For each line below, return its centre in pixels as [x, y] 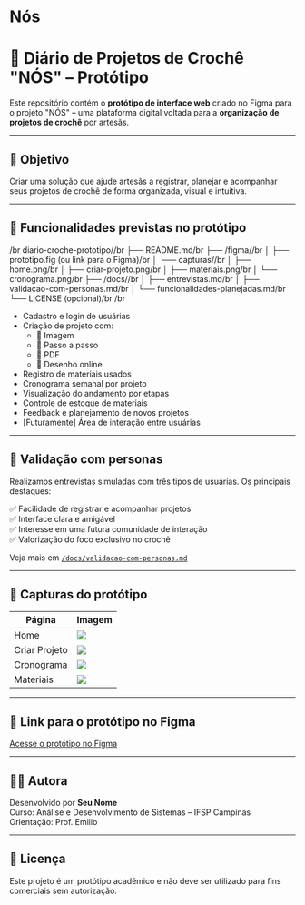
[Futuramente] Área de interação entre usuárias [112, 422]
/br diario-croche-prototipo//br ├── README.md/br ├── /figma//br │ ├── [149, 250]
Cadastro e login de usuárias [76, 316]
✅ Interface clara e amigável [63, 518]
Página [41, 620]
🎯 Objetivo [39, 160]
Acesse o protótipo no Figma [64, 744]
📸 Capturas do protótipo [79, 594]
